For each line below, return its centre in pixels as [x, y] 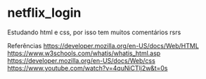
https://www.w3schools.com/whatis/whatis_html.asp [84, 53]
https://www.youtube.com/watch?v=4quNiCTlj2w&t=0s [88, 68]
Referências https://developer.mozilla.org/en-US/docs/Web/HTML [103, 45]
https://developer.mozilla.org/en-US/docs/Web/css [82, 60]
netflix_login [44, 13]
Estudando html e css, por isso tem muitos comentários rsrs [94, 32]
